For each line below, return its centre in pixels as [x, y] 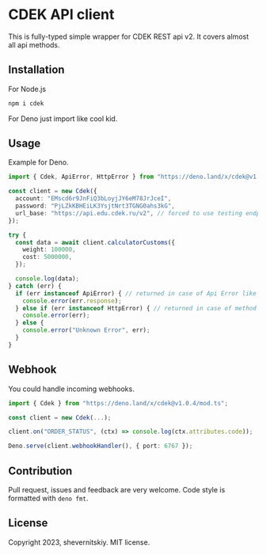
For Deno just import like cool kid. [63, 118]
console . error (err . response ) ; [72, 301]
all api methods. [34, 44]
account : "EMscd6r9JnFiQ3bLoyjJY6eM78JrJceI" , [93, 199]
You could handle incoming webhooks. [71, 389]
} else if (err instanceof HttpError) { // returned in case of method [136, 308]
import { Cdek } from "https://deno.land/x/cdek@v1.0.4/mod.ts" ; [118, 403]
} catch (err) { [35, 286]
